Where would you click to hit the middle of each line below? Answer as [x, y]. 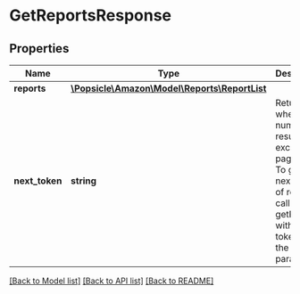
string [83, 181]
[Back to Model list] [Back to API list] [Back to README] [112, 281]
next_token [38, 181]
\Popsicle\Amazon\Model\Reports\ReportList [169, 88]
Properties [39, 49]
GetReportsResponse [91, 16]
